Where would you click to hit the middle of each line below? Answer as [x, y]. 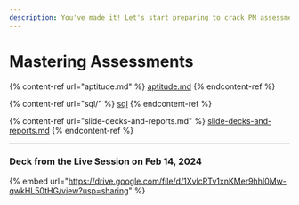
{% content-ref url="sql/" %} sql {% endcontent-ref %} [110, 103]
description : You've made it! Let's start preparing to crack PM [133, 17]
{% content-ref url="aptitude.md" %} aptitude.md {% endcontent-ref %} [142, 86]
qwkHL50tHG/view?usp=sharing [69, 190]
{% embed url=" [39, 181]
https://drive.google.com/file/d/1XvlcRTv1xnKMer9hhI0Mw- [178, 181]
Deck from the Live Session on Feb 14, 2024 [106, 161]
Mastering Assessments [101, 61]
